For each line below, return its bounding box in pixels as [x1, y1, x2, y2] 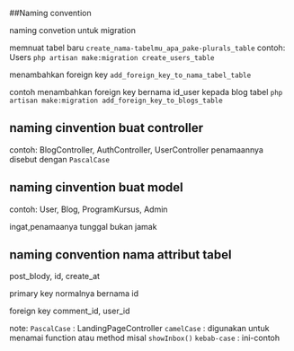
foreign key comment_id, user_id [9, 305, 130, 317]
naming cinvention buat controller [9, 120, 204, 136]
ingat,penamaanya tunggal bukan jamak [9, 221, 157, 232]
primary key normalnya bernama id [9, 288, 139, 299]
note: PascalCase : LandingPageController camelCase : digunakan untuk [9, 323, 270, 334]
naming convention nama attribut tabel [9, 247, 232, 263]
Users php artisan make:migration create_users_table [9, 52, 215, 62]
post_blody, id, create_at [9, 271, 101, 282]
